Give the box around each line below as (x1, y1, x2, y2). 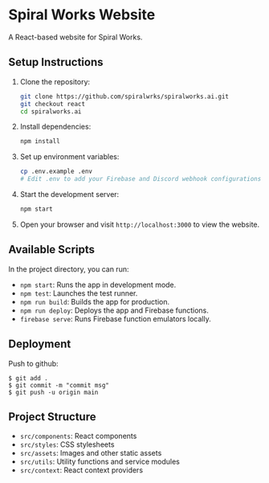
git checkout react (19, 100, 86, 108)
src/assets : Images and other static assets (19, 448, 162, 458)
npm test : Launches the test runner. (19, 288, 138, 298)
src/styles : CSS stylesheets (19, 440, 115, 449)
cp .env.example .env (19, 167, 92, 176)
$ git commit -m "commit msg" (8, 381, 110, 389)
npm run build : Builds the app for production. (19, 297, 170, 306)
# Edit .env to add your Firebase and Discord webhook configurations (19, 175, 262, 183)
